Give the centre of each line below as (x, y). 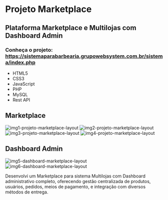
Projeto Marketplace (48, 9)
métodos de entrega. (27, 192)
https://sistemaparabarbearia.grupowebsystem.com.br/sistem (84, 56)
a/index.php (20, 62)
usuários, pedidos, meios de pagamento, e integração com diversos (75, 186)
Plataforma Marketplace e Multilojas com (71, 28)
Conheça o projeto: (29, 50)
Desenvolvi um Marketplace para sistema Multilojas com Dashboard (75, 176)
